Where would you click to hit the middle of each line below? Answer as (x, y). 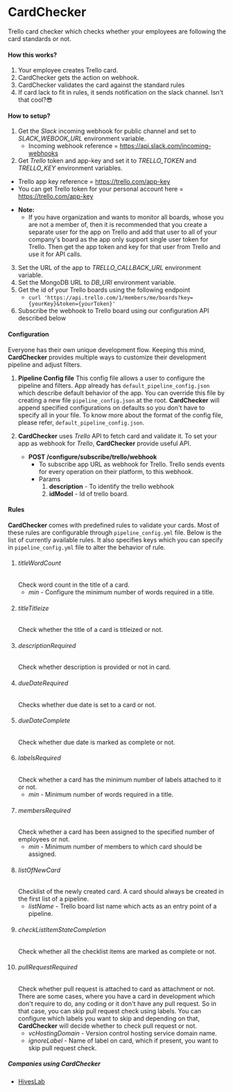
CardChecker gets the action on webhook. (78, 78)
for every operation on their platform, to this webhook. (116, 471)
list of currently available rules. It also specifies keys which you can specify (115, 539)
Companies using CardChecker (54, 1064)
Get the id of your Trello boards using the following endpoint (104, 290)
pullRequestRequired (48, 967)
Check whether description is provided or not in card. (94, 667)
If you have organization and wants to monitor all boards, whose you (126, 217)
